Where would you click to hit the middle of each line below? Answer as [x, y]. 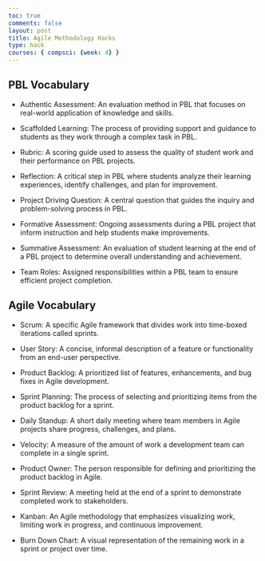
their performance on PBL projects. [77, 160]
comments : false [35, 23]
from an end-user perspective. [70, 357]
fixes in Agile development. [64, 381]
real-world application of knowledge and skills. [97, 113]
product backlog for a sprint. [67, 405]
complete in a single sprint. [64, 452]
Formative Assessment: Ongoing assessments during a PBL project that [138, 223]
